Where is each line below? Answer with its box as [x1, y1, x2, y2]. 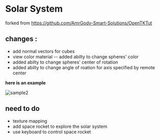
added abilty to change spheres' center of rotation [12, 59, 118, 65]
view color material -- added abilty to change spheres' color [12, 53, 139, 60]
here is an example [5, 79, 46, 86]
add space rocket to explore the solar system [12, 123, 108, 129]
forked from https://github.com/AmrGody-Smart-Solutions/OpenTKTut [5, 20, 152, 26]
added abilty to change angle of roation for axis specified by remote [12, 64, 155, 70]
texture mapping [12, 118, 47, 124]
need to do [5, 104, 40, 113]
